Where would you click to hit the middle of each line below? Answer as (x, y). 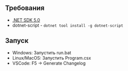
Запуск (17, 41)
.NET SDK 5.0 (26, 20)
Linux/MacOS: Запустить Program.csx (52, 58)
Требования (25, 8)
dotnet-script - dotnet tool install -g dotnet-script (68, 25)
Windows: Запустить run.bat (42, 53)
